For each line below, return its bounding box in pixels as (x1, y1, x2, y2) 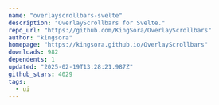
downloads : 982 (8, 48, 59, 56)
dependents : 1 (8, 56, 56, 64)
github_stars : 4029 (8, 70, 73, 78)
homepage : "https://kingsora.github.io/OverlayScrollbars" (8, 41, 209, 49)
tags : (8, 77, 26, 85)
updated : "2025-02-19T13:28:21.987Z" (8, 63, 134, 71)
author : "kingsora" (8, 33, 73, 42)
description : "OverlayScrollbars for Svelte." (8, 19, 166, 27)
